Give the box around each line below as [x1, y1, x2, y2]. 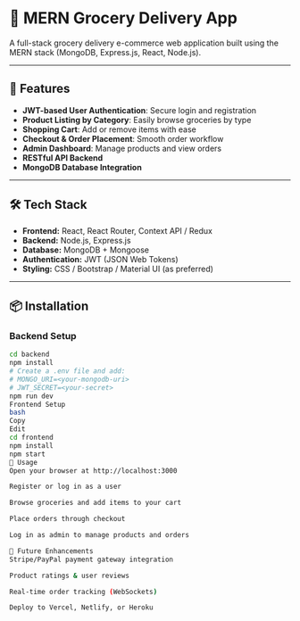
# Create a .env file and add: [9, 367, 126, 376]
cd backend [9, 350, 50, 360]
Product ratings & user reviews [9, 571, 129, 580]
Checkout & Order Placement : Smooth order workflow [21, 133, 224, 144]
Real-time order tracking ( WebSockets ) [9, 587, 158, 596]
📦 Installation [9, 298, 89, 313]
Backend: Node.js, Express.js [21, 235, 131, 245]
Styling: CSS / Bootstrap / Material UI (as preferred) [21, 263, 214, 274]
